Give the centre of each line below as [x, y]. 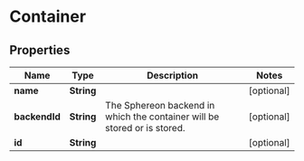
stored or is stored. [145, 128]
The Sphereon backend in [160, 105]
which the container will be [162, 117]
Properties [40, 50]
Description [173, 76]
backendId [38, 117]
